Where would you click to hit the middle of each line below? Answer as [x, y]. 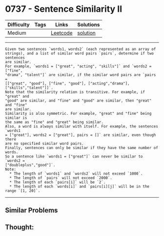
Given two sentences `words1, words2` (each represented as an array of [81, 49]
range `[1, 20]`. [23, 191]
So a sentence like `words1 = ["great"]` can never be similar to [74, 156]
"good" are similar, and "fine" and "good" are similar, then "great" [78, 101]
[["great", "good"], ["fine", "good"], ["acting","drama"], [68, 83]
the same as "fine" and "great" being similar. [54, 122]
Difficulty [19, 25]
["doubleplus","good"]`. [30, 165]
